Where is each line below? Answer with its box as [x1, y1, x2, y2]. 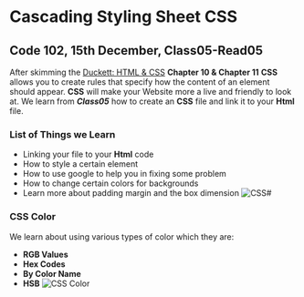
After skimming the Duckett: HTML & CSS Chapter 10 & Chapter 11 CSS [9, 67, 278, 77]
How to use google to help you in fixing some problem [22, 169, 226, 179]
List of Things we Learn [9, 128, 116, 140]
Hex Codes [22, 258, 66, 270]
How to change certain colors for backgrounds [22, 178, 199, 189]
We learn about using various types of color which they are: [9, 230, 235, 242]
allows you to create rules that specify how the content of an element [9, 77, 270, 87]
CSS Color [9, 210, 57, 223]
